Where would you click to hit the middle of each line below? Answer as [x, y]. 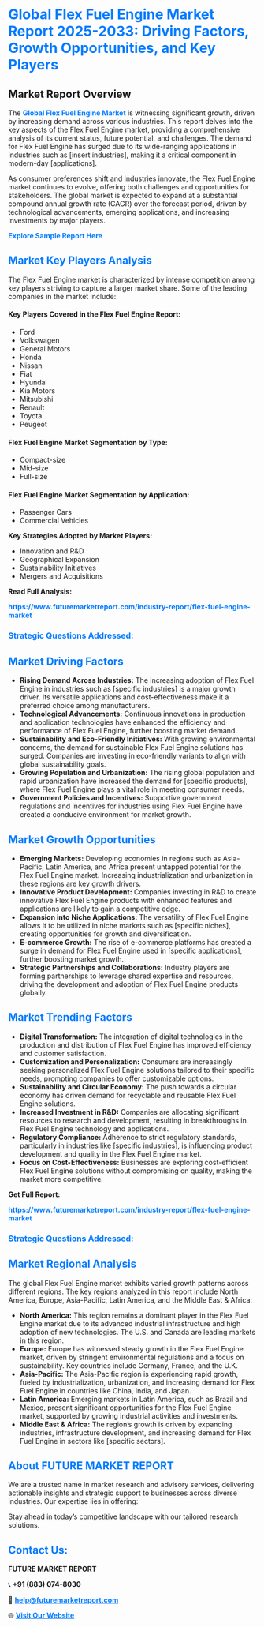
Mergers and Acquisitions [61, 576]
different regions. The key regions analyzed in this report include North [123, 1291]
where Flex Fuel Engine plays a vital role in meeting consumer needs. [132, 789]
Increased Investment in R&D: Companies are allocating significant [129, 1112]
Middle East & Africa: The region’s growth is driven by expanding [126, 1424]
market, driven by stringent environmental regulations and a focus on [132, 1357]
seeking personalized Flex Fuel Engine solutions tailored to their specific [137, 1070]
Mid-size [34, 468]
